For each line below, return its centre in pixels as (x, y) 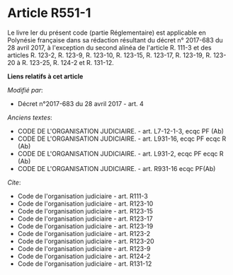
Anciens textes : (30, 117)
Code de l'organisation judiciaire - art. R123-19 (85, 226)
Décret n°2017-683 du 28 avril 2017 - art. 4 (80, 103)
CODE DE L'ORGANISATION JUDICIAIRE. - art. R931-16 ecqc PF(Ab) (116, 168)
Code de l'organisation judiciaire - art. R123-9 (84, 248)
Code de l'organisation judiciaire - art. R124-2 (84, 256)
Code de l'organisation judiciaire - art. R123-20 (86, 241)
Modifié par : (25, 90)
